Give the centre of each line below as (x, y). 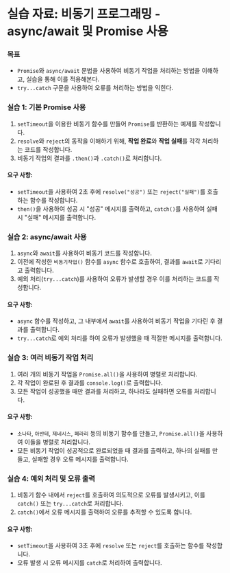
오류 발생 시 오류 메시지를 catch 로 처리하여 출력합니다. (89, 563)
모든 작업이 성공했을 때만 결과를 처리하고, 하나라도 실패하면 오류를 (105, 391)
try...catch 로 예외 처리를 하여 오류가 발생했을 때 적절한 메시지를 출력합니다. (119, 338)
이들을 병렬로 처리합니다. (57, 442)
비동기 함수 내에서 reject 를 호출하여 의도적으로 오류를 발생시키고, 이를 (111, 495)
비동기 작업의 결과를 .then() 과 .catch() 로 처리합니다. (89, 158)
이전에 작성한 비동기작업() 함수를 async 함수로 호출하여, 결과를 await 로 (110, 262)
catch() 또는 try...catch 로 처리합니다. (70, 504)
